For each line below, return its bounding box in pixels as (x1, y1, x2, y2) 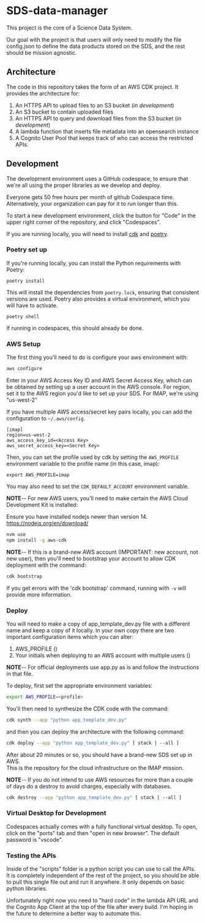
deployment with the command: (6, 561, 87, 568)
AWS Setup (6, 339, 41, 348)
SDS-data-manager (6, 4, 108, 18)
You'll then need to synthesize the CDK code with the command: (6, 705, 170, 712)
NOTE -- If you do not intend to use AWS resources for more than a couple (6, 776, 193, 784)
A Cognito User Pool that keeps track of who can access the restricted (15, 134, 193, 141)
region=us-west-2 (6, 432, 51, 438)
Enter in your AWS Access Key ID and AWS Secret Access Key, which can (6, 377, 193, 384)
